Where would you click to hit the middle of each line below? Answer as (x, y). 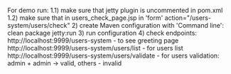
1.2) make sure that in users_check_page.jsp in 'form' (85, 18)
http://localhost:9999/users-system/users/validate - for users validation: (113, 55)
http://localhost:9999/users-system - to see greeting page (93, 41)
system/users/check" (39, 25)
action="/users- (188, 18)
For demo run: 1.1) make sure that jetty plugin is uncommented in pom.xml (115, 10)
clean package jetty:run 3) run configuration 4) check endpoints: (102, 33)
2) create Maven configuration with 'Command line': (147, 25)
